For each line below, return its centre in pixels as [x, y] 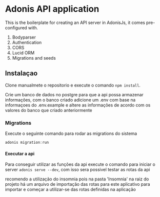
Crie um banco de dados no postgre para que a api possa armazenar [74, 94]
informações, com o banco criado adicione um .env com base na [70, 100]
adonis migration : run [27, 143]
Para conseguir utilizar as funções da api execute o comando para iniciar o [80, 164]
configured [16, 27]
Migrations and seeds [34, 58]
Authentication [27, 42]
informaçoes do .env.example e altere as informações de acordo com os [78, 105]
